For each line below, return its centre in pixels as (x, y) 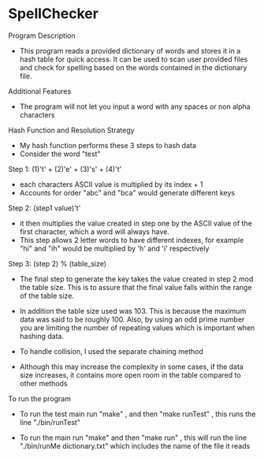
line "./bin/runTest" (50, 422)
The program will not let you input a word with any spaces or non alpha (135, 106)
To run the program (39, 398)
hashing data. (42, 336)
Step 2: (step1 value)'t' (45, 208)
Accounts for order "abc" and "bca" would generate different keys (127, 192)
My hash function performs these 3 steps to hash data (108, 145)
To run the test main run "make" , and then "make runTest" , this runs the (138, 414)
